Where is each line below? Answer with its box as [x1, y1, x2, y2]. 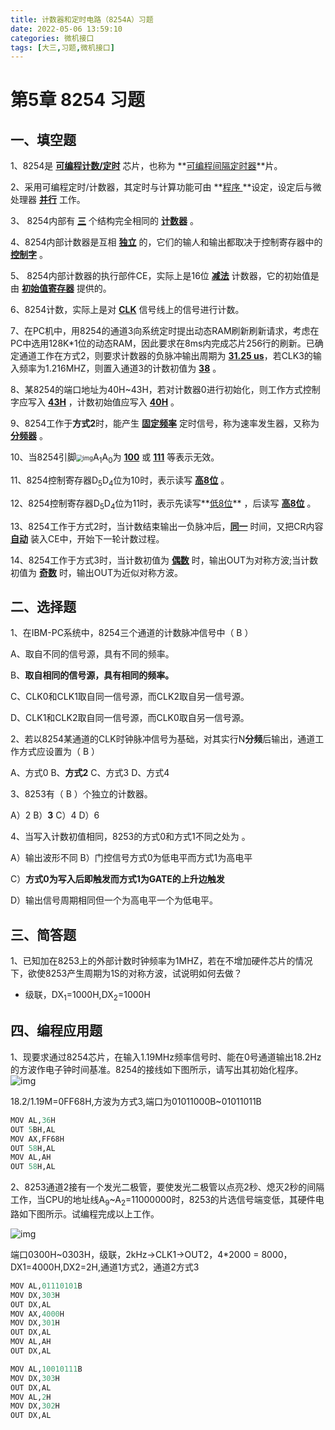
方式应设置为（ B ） [18, 746, 101, 758]
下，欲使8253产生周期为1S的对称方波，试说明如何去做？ [10, 967, 243, 980]
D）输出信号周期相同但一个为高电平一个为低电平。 [10, 894, 219, 906]
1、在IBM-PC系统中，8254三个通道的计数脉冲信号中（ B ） [10, 627, 254, 639]
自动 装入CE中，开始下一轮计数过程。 [10, 532, 165, 545]
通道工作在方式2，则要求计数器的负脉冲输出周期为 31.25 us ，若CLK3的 [18, 350, 313, 362]
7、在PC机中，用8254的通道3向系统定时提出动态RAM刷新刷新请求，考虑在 [10, 325, 320, 337]
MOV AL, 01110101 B [10, 1281, 83, 1291]
